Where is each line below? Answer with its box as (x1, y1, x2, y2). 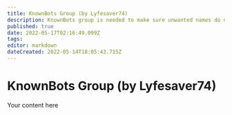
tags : (7, 36, 23, 43)
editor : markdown (7, 42, 57, 49)
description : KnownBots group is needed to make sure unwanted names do (7, 17, 221, 23)
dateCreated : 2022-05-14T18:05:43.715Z (7, 49, 122, 56)
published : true (7, 23, 54, 30)
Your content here (7, 101, 59, 109)
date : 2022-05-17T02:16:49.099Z (7, 29, 100, 36)
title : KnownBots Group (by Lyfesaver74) (7, 10, 128, 17)
